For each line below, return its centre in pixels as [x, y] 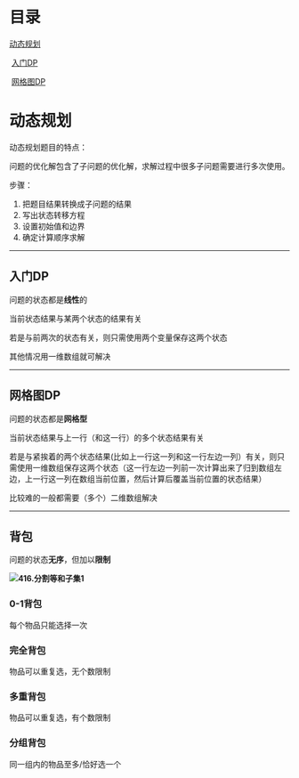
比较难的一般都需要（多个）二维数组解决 [83, 498]
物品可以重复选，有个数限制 [60, 717]
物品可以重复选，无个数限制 [60, 671]
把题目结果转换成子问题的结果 [77, 204]
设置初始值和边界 [53, 226]
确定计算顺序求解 [53, 237]
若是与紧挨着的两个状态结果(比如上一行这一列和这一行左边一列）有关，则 [143, 456]
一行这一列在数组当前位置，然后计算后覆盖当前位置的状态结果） [149, 478]
